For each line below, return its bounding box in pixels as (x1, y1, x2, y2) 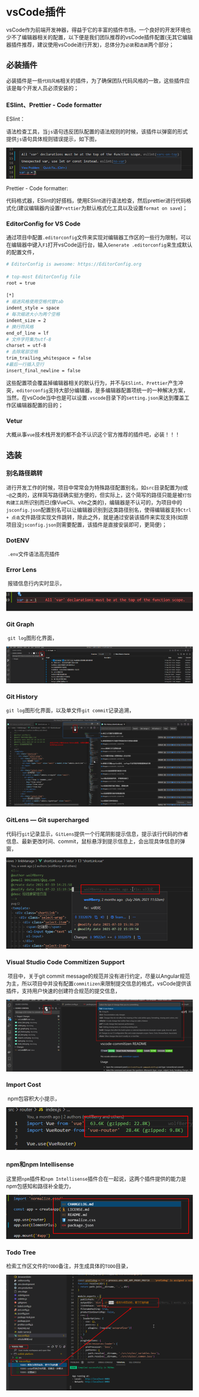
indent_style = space (6, 305, 60, 311)
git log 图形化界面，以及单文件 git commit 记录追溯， (6, 707, 134, 714)
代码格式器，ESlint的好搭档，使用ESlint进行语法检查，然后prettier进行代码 (6, 197, 187, 204)
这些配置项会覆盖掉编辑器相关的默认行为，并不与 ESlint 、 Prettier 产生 (6, 379, 179, 386)
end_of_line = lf (6, 330, 49, 336)
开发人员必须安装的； (26, 84, 79, 91)
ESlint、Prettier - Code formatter (6, 100, 102, 109)
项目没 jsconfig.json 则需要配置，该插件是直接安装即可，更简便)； (6, 521, 168, 528)
